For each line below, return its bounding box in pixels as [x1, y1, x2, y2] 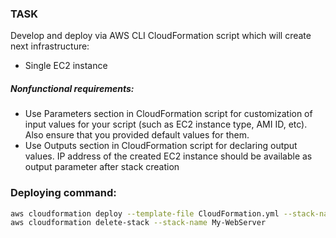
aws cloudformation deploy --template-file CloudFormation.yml [10, 208, 280, 219]
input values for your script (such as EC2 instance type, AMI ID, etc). [24, 118, 308, 131]
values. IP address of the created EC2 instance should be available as [24, 150, 313, 162]
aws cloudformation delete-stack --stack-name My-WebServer [10, 218, 267, 228]
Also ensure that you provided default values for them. [24, 129, 250, 141]
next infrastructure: [10, 40, 90, 52]
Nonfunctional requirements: [10, 82, 135, 94]
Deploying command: [10, 186, 117, 200]
